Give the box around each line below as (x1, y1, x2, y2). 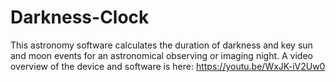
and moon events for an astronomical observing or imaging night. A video (10, 49, 313, 61)
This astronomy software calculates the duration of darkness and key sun (10, 39, 313, 51)
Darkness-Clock (10, 6, 150, 29)
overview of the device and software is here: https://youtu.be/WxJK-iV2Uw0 (10, 60, 326, 72)
